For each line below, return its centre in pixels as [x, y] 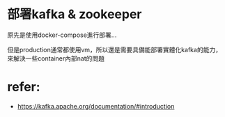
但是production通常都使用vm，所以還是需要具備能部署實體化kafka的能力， [114, 49]
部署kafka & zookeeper [75, 14]
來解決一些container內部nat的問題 [56, 58]
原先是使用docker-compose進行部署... [62, 35]
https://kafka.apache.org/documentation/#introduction [96, 106]
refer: [24, 87]
